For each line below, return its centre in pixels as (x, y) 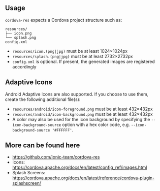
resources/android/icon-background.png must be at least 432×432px (82, 114)
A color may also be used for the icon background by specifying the (81, 119)
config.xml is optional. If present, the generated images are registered (83, 62)
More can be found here (43, 145)
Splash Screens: (29, 173)
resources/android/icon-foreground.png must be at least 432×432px (82, 109)
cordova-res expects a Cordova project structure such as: (64, 20)
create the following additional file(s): (43, 99)
